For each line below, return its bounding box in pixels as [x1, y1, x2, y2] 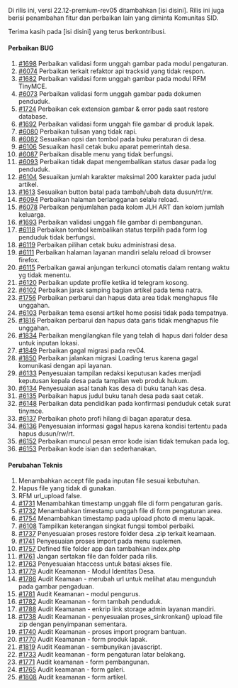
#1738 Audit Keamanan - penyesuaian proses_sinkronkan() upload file [18, 613, 223, 621]
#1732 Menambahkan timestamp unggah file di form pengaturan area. [18, 507, 222, 515]
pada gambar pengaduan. [18, 582, 94, 591]
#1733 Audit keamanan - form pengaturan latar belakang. [18, 650, 186, 659]
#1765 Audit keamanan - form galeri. [18, 665, 125, 674]
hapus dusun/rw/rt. [18, 429, 75, 438]
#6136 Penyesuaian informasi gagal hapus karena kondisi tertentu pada [18, 422, 227, 431]
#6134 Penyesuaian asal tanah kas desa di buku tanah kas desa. [18, 384, 207, 393]
